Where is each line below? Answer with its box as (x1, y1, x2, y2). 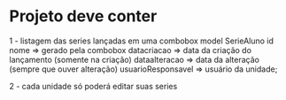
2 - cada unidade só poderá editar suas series (9, 81, 178, 91)
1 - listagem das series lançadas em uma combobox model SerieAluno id (9, 35, 274, 46)
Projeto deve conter (9, 6, 158, 27)
